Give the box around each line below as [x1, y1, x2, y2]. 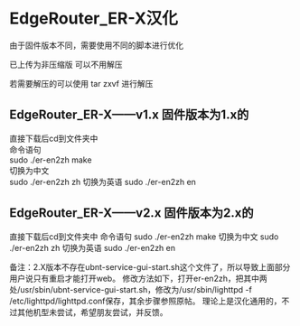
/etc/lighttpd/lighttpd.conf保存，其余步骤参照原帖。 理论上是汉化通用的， [9, 295, 282, 306]
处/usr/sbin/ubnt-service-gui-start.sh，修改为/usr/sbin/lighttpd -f [9, 284, 253, 294]
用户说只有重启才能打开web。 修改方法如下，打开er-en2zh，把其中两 [9, 273, 268, 284]
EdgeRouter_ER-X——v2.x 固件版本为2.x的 [9, 205, 254, 221]
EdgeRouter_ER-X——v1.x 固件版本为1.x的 [9, 107, 249, 123]
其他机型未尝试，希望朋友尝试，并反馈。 [16, 306, 168, 317]
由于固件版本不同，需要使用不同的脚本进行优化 [9, 40, 183, 51]
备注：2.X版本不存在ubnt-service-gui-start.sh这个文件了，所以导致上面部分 [9, 261, 291, 272]
